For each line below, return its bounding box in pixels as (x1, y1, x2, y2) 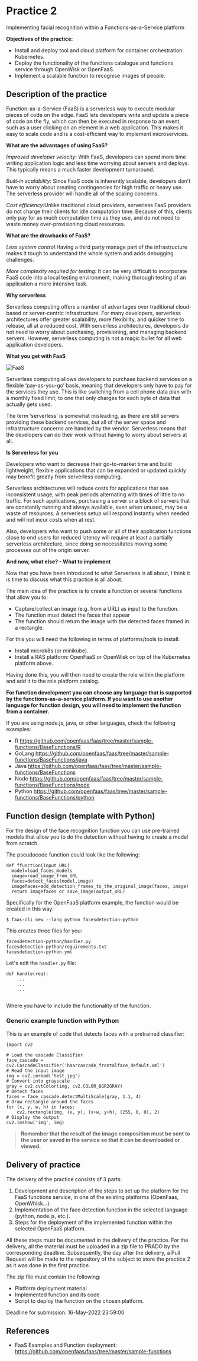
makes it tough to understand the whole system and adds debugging (6, 249, 174, 256)
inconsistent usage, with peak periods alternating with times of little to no (6, 491, 185, 498)
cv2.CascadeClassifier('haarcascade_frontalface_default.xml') (6, 1062, 165, 1068)
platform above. (14, 659, 54, 667)
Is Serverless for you (6, 449, 59, 456)
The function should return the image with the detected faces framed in (14, 617, 189, 624)
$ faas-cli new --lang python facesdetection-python (6, 916, 139, 922)
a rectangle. (14, 624, 44, 631)
